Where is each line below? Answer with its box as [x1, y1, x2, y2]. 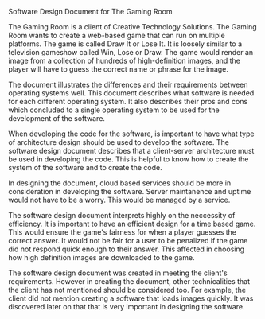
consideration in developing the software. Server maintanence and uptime [8, 187, 251, 196]
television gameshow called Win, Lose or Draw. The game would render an [8, 48, 254, 56]
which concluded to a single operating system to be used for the [8, 105, 220, 115]
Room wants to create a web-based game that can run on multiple [8, 31, 225, 40]
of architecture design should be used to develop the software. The [8, 138, 229, 146]
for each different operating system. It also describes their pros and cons [8, 97, 248, 106]
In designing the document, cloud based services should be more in [8, 178, 232, 188]
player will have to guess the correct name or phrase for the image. [8, 64, 229, 74]
